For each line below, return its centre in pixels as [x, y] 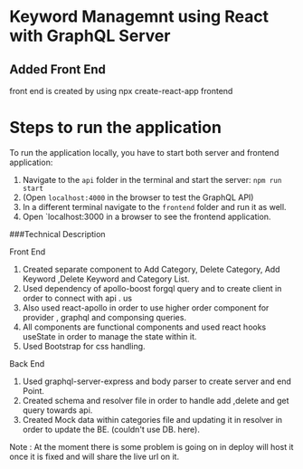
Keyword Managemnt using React [139, 17]
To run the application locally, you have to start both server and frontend [144, 152]
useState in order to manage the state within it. [109, 336]
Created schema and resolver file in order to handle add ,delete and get [156, 400]
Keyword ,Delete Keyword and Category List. [106, 279]
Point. [33, 390]
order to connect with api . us [77, 298]
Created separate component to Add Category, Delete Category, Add [151, 269]
